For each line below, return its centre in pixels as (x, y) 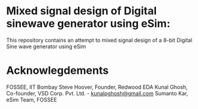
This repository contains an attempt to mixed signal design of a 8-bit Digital (99, 40)
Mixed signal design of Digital (82, 11)
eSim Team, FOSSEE (31, 99)
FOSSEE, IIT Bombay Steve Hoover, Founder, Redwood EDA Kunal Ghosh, (97, 87)
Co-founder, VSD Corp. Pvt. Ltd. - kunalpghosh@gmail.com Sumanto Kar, (97, 93)
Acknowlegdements (58, 71)
